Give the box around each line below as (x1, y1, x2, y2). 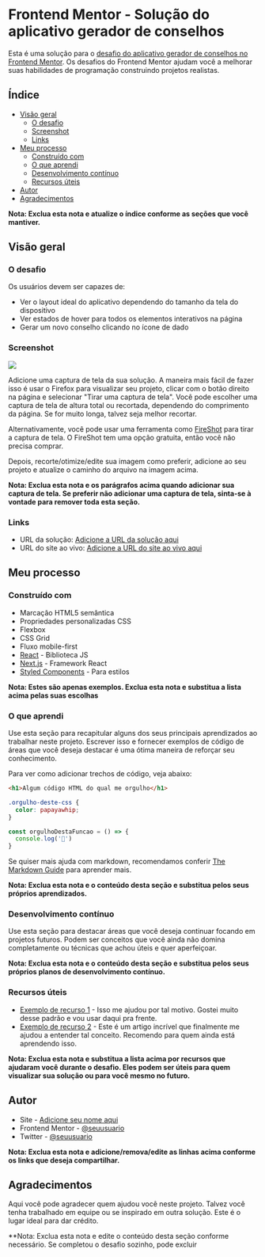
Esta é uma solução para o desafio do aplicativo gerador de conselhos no (8, 48, 248, 58)
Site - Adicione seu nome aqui (19, 1114, 119, 1124)
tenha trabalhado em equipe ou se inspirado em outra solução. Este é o (8, 1208, 241, 1217)
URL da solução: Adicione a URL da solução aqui (19, 535, 180, 544)
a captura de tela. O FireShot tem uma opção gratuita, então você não (8, 432, 236, 442)
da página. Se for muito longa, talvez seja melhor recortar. (8, 409, 198, 418)
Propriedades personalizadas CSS (19, 616, 132, 626)
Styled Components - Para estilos (19, 667, 130, 676)
